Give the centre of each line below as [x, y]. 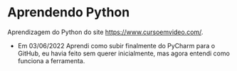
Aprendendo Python [69, 12]
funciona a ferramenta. [51, 60]
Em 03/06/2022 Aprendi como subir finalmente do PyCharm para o [116, 45]
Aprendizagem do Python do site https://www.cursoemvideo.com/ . [105, 32]
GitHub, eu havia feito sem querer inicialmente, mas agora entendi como [123, 53]
